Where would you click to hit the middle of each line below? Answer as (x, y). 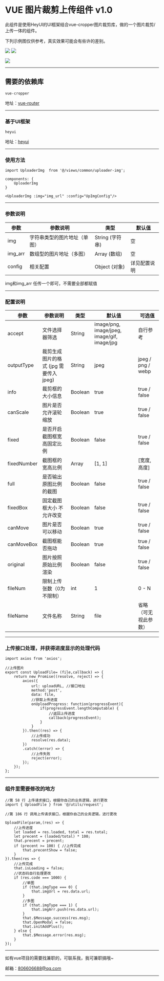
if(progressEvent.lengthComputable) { (79, 709)
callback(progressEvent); (75, 718)
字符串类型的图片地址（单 (59, 237)
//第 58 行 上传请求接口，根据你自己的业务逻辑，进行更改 (56, 800)
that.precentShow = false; (50, 850)
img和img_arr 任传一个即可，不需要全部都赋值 (51, 283)
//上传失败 (41, 754)
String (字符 (108, 237)
